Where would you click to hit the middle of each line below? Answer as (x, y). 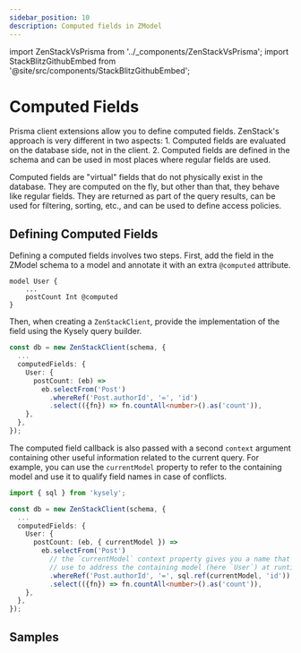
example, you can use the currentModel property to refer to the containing (146, 467)
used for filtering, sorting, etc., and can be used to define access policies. (146, 206)
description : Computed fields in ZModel (86, 26)
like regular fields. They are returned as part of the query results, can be (142, 196)
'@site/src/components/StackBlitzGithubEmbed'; (100, 70)
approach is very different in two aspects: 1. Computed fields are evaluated (148, 141)
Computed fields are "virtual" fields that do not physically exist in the (136, 177)
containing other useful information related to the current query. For (134, 457)
